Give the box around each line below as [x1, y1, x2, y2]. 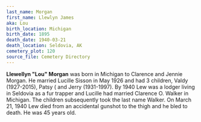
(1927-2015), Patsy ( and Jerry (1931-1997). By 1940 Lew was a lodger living [6, 83, 195, 91]
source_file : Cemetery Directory [6, 54, 91, 60]
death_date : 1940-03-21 [6, 37, 66, 43]
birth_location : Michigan [6, 25, 71, 32]
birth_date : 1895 [6, 31, 50, 37]
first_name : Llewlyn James [6, 14, 74, 21]
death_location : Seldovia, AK [6, 43, 83, 49]
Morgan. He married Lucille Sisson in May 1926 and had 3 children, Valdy [6, 77, 188, 84]
